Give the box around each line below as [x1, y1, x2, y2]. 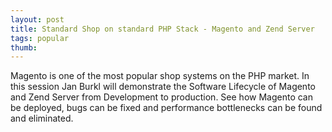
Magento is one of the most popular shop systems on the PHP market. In [10, 70, 310, 82]
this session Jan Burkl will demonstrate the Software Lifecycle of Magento [10, 81, 316, 93]
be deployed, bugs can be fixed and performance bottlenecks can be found [10, 102, 323, 114]
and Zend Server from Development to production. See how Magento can [10, 91, 313, 103]
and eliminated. [10, 112, 74, 125]
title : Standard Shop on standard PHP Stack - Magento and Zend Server [10, 24, 315, 34]
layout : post [10, 14, 65, 25]
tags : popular [10, 33, 70, 43]
